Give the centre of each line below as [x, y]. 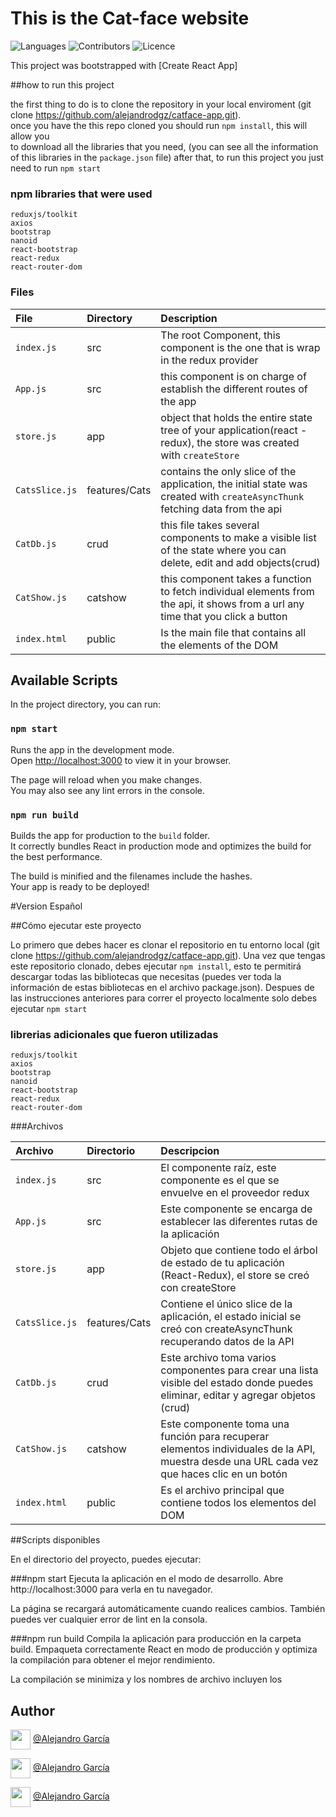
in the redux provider [209, 360]
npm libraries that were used [81, 194]
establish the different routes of [234, 389]
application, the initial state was [234, 484]
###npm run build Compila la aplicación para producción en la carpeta [156, 1639]
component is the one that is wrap [240, 347]
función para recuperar [215, 1437]
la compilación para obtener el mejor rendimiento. [113, 1660]
